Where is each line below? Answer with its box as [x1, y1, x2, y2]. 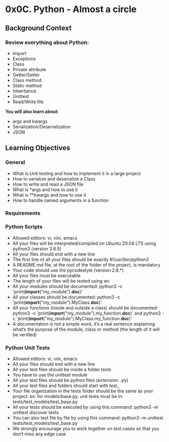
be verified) [12, 331, 37, 337]
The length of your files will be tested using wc [12, 278, 110, 284]
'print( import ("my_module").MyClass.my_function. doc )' [16, 315, 132, 322]
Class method [12, 77, 42, 83]
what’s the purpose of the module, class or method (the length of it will [12, 326, 160, 332]
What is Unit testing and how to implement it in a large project [12, 170, 141, 176]
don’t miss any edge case [12, 431, 67, 437]
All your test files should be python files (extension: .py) [12, 377, 129, 383]
